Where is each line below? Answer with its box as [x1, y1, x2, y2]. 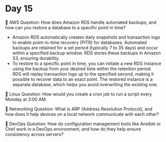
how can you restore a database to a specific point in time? [5, 24, 126, 30]
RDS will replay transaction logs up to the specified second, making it [12, 71, 154, 77]
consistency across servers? [5, 131, 63, 137]
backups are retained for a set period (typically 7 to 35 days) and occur [12, 45, 159, 50]
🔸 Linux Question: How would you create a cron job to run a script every [5, 91, 152, 97]
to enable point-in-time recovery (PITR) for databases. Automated [12, 39, 147, 45]
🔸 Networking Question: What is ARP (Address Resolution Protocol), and [5, 106, 153, 112]
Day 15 [5, 3, 33, 14]
